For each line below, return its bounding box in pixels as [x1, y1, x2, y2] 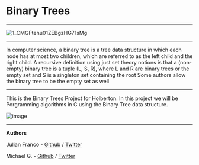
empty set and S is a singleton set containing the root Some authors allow [6, 71, 186, 78]
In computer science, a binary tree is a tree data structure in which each [6, 46, 182, 53]
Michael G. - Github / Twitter [6, 152, 76, 159]
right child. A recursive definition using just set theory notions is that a [6, 59, 177, 66]
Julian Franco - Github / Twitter [6, 141, 83, 148]
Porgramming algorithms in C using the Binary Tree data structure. [6, 101, 168, 108]
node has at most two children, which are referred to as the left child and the [6, 52, 193, 60]
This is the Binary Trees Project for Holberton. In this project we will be [6, 95, 179, 102]
